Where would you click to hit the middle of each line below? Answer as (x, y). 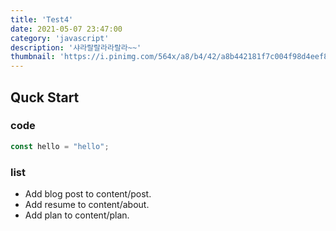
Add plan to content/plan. (77, 215)
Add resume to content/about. (87, 204)
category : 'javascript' (60, 38)
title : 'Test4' (42, 19)
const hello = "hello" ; (60, 146)
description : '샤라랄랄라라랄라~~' (76, 47)
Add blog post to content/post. (88, 193)
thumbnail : (33, 57)
